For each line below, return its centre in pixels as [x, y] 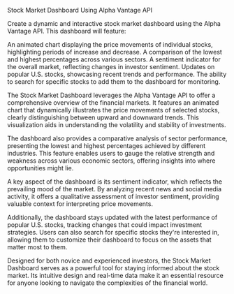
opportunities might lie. [41, 168]
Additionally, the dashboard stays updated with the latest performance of [112, 217]
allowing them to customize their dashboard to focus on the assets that [109, 240]
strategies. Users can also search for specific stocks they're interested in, [114, 232]
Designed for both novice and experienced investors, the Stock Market [109, 260]
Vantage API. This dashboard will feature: [67, 31]
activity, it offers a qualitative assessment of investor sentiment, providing [113, 196]
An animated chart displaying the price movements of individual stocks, [110, 44]
